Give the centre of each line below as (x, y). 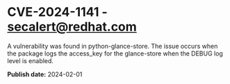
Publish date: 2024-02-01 (45, 74)
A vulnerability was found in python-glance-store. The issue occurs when (113, 46)
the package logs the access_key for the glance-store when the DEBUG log (115, 53)
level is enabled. (31, 60)
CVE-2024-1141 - (57, 12)
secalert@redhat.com (72, 27)
